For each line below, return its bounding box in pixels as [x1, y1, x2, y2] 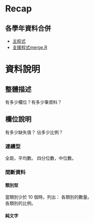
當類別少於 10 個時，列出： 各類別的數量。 [5, 194, 92, 200]
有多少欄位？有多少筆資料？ [5, 99, 62, 105]
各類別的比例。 [5, 200, 36, 207]
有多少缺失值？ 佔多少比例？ [5, 129, 63, 135]
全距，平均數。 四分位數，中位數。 [5, 155, 76, 161]
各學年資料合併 [5, 24, 51, 32]
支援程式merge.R [12, 44, 48, 50]
